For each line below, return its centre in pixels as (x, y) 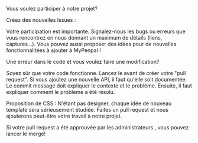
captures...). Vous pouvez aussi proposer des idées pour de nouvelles (91, 44)
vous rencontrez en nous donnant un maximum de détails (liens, (84, 38)
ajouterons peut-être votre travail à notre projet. (64, 116)
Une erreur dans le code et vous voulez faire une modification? (83, 62)
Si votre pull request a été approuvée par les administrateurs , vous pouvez (98, 127)
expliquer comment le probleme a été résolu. (61, 92)
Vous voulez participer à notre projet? (52, 9)
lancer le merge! (26, 134)
